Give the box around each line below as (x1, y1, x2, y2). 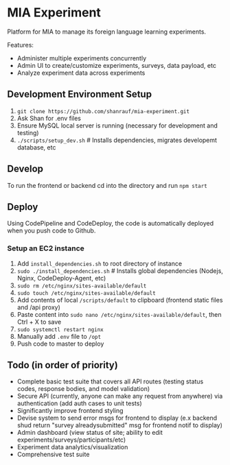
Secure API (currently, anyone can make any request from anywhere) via (16, 392, 223, 401)
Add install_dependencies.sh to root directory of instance (16, 259, 183, 267)
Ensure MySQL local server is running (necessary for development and (16, 121, 218, 130)
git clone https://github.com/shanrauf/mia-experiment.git (16, 108, 190, 115)
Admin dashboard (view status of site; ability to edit (16, 429, 163, 437)
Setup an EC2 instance (7, 243, 84, 253)
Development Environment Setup (7, 88, 152, 100)
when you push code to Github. (7, 226, 96, 235)
